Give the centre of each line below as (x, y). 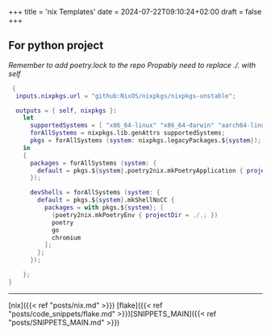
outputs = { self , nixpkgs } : (66, 111)
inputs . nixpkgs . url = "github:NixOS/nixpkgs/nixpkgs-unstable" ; (126, 96)
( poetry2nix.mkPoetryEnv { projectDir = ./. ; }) (135, 215)
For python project (56, 46)
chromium (66, 237)
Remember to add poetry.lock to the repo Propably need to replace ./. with (132, 65)
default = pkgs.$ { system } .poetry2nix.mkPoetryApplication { (140, 170)
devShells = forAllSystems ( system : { (95, 193)
